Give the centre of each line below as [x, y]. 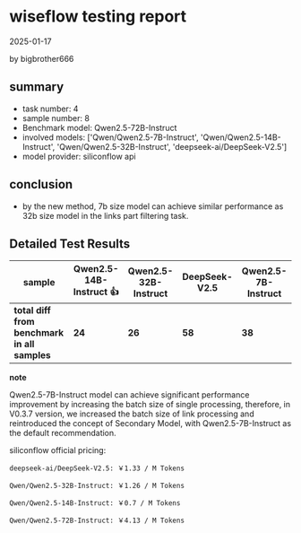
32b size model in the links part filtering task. [105, 215]
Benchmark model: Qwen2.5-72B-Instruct [99, 127]
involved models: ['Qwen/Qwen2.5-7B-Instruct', [110, 137]
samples [32, 355]
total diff [32, 310]
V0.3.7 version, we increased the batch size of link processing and [132, 414]
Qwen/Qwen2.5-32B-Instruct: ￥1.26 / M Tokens [97, 486]
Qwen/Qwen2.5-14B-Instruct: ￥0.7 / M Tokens [95, 503]
